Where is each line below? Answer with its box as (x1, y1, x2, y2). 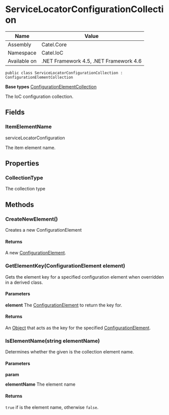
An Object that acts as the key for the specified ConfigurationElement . (5, 325, 151, 331)
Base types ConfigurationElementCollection (5, 83, 97, 89)
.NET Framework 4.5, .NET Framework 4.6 (41, 57, 142, 64)
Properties (5, 159, 39, 168)
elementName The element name (5, 381, 76, 387)
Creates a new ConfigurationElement (5, 227, 82, 233)
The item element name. (5, 144, 56, 150)
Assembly (8, 41, 32, 48)
